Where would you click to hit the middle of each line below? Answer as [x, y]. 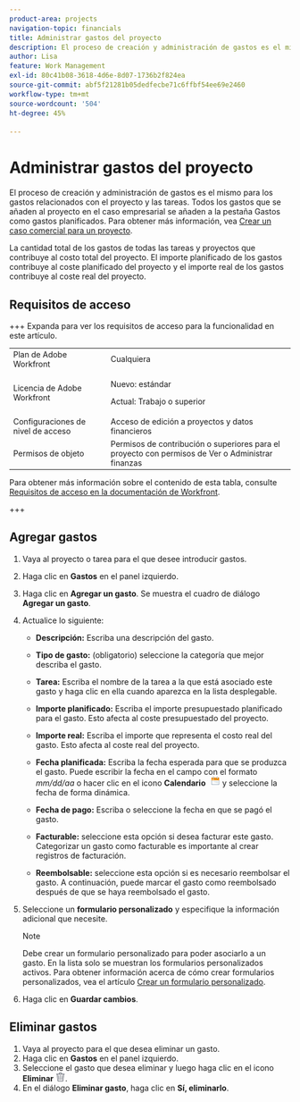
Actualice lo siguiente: [63, 620]
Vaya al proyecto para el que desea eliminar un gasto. [121, 1048]
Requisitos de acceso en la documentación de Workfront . [115, 492]
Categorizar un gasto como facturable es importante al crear [147, 845]
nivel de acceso [42, 431]
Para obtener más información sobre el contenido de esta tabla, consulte [143, 482]
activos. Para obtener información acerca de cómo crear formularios [148, 972]
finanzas [126, 463]
